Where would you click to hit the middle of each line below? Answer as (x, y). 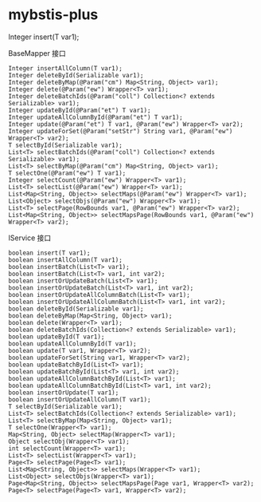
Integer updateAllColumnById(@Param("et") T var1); (95, 117)
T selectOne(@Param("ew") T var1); (67, 173)
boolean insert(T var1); (49, 253)
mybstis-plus (53, 15)
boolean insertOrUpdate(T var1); (64, 393)
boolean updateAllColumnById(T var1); (72, 344)
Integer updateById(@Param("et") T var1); (80, 110)
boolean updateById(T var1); (56, 337)
